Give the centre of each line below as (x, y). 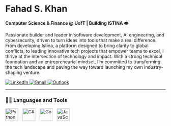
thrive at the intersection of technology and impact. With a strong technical (84, 56)
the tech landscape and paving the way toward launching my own (74, 67)
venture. (32, 72)
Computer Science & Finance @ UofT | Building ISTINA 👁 (67, 23)
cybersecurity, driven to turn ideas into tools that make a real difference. (81, 40)
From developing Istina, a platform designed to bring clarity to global (77, 46)
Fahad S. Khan (36, 9)
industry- (154, 67)
